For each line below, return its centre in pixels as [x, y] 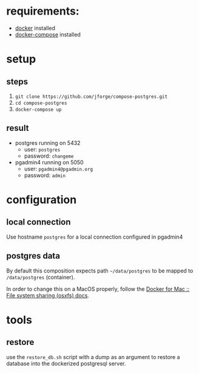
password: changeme [49, 156]
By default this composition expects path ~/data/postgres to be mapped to [100, 270]
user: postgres [42, 149]
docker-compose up [38, 110]
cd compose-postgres [41, 103]
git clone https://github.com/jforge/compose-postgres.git [91, 96]
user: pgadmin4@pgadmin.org [58, 169]
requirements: [43, 11]
